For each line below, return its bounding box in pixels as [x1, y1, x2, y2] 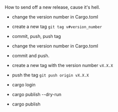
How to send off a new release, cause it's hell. [5, 4, 100, 10]
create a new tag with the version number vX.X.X [12, 62, 113, 68]
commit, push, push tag [12, 33, 61, 39]
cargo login [12, 82, 36, 87]
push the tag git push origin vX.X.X [12, 72, 89, 78]
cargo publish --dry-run [12, 91, 62, 97]
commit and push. [12, 52, 50, 58]
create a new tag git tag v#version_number [12, 23, 102, 29]
